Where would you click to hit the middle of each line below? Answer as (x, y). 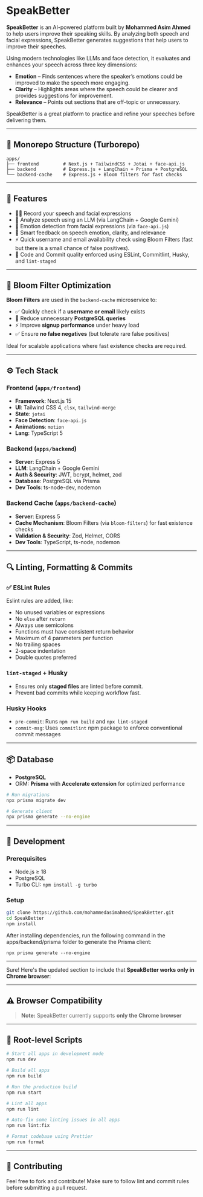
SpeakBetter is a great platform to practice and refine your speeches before (101, 114)
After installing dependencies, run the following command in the (86, 935)
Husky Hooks (26, 708)
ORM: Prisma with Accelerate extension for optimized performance (100, 783)
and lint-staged (35, 261)
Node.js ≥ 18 (31, 871)
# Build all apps (28, 1070)
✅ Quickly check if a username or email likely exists (80, 312)
